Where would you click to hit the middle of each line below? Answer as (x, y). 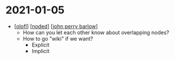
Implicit (40, 51)
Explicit (40, 45)
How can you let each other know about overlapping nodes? (96, 32)
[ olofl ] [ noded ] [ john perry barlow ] (56, 26)
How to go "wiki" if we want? (58, 38)
